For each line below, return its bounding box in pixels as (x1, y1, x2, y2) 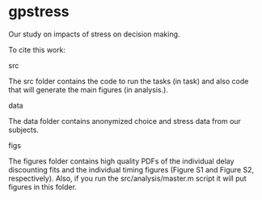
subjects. (8, 125, 39, 134)
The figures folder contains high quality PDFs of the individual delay (8, 156, 235, 166)
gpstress (8, 2, 70, 21)
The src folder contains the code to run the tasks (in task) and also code (8, 76, 249, 86)
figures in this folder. (8, 181, 77, 192)
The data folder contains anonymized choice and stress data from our (8, 116, 241, 126)
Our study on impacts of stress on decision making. (8, 29, 180, 39)
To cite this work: (8, 45, 66, 54)
